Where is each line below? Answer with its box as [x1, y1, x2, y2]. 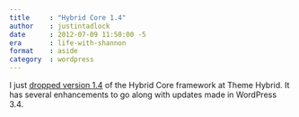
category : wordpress [9, 55, 94, 64]
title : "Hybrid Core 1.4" [9, 13, 127, 22]
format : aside [9, 47, 78, 56]
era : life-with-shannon [9, 38, 127, 48]
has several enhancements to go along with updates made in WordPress [9, 89, 277, 100]
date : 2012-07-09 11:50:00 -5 [9, 30, 146, 39]
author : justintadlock [9, 22, 110, 31]
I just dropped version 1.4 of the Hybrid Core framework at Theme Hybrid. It [9, 80, 290, 90]
